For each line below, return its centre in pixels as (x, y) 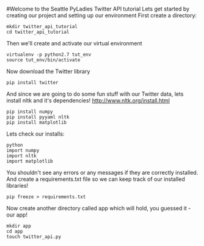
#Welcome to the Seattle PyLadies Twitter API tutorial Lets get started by (98, 9)
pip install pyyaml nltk (38, 117)
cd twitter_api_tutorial (38, 32)
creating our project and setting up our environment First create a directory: (102, 15)
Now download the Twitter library (48, 71)
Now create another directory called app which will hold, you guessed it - (99, 208)
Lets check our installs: (35, 134)
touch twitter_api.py (34, 237)
